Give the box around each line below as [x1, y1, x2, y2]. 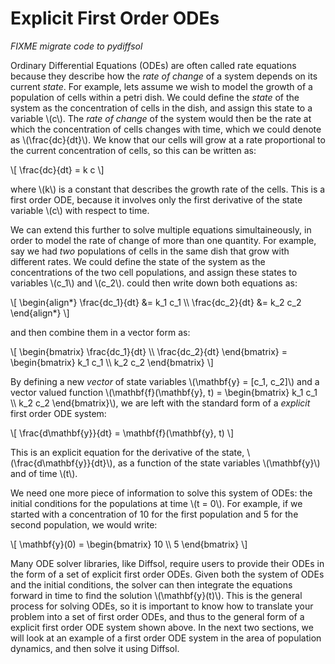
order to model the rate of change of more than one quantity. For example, [10, 234, 317, 246]
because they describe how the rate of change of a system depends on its [10, 70, 318, 82]
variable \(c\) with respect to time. [10, 204, 150, 216]
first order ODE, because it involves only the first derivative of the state [10, 193, 303, 206]
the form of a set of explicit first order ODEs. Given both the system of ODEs [10, 568, 325, 580]
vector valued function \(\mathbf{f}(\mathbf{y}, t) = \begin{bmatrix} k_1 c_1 [10, 386, 318, 398]
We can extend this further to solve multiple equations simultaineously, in [10, 223, 312, 236]
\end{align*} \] [10, 307, 70, 319]
